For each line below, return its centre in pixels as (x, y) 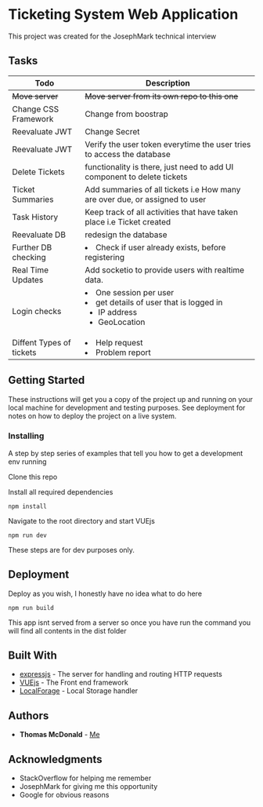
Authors (29, 716)
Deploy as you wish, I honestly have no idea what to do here (105, 593)
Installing (26, 436)
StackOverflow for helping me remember (85, 778)
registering (105, 257)
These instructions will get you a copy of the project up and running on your (130, 399)
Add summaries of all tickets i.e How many (163, 189)
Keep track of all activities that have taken (162, 212)
